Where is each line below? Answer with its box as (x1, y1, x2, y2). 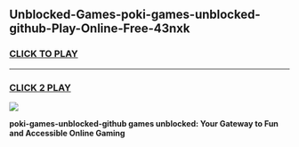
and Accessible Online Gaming (9, 127, 125, 138)
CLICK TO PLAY (9, 48, 78, 61)
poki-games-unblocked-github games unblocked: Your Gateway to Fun (9, 118, 279, 128)
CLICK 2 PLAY (9, 81, 71, 94)
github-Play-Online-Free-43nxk (9, 21, 190, 37)
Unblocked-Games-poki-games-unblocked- (9, 7, 261, 22)
